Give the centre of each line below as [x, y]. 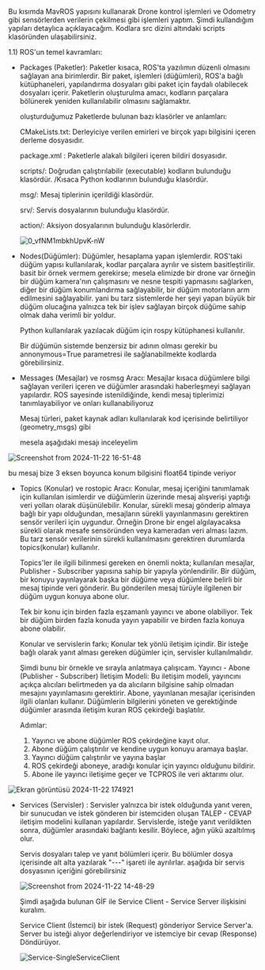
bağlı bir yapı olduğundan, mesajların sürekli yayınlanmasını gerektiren [134, 514]
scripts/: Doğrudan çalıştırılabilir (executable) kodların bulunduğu [125, 171]
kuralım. [32, 910]
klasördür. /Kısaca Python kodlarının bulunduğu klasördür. [114, 179]
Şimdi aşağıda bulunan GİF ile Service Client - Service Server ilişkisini [133, 901]
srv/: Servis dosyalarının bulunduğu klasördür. [95, 210]
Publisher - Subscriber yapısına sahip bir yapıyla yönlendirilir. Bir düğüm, [138, 571]
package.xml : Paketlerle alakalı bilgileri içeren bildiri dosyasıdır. [123, 155]
